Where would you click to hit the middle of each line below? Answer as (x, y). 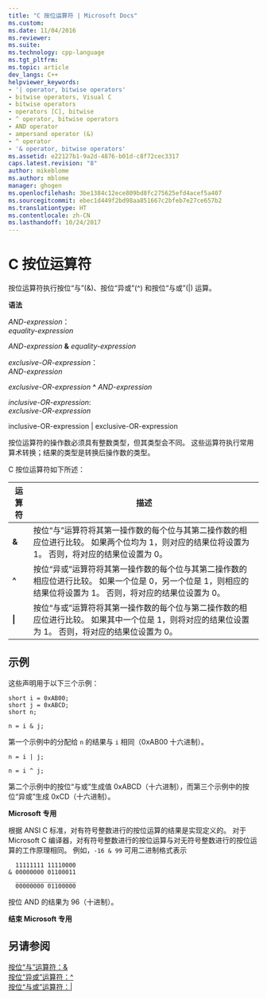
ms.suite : (25, 45)
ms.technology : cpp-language (56, 52)
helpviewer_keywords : (44, 82)
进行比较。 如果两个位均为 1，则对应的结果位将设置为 (149, 542)
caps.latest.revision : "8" (53, 164)
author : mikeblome (39, 171)
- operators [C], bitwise (51, 112)
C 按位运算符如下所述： (47, 469)
